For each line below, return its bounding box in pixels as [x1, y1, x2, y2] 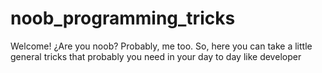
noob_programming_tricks [10, 7, 236, 30]
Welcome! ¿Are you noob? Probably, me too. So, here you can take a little [10, 40, 313, 52]
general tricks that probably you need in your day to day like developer [10, 50, 302, 62]
